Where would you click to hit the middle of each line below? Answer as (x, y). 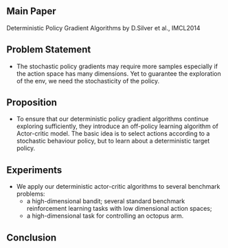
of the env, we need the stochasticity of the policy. (88, 81)
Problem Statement (49, 50)
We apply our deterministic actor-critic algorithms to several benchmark (118, 187)
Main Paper (31, 11)
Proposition (32, 103)
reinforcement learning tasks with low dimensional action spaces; (119, 209)
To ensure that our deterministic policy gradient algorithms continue (112, 119)
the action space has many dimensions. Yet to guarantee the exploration (118, 73)
